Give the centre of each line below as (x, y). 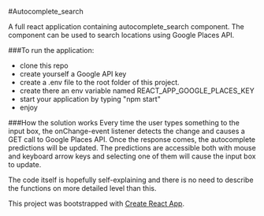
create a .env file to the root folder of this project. (99, 82)
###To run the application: (51, 50)
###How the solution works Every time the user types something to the (124, 123)
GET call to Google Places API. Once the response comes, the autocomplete (132, 140)
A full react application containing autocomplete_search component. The (126, 26)
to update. (25, 164)
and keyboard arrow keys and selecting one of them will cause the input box (132, 156)
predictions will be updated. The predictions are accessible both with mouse (132, 148)
